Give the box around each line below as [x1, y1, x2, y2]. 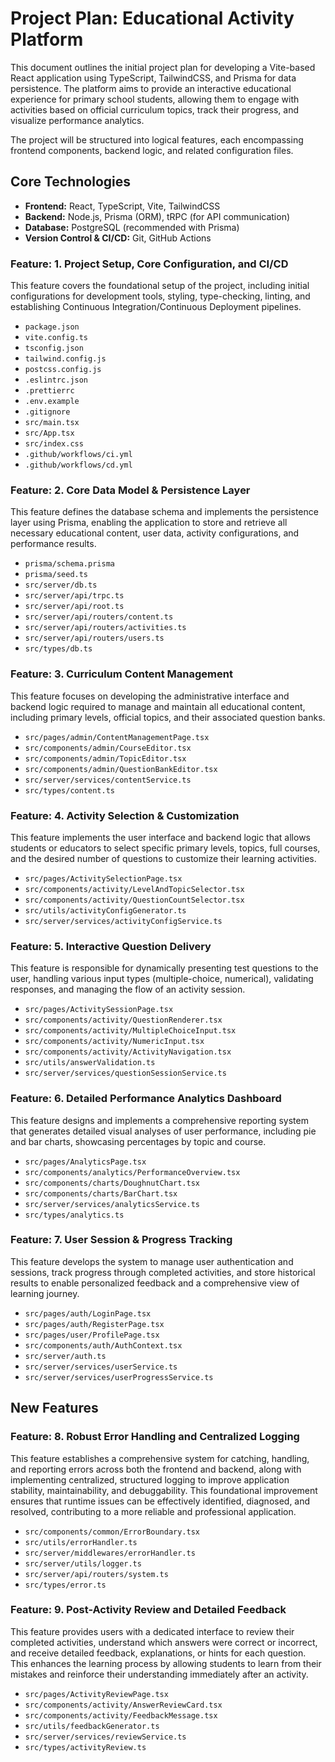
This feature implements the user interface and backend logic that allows [10, 831, 311, 843]
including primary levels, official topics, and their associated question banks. [10, 711, 326, 723]
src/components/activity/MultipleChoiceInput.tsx [24, 1026, 237, 1036]
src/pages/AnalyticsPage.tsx [24, 1157, 147, 1167]
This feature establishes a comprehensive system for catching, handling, [10, 1452, 310, 1464]
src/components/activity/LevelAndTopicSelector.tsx [24, 884, 245, 894]
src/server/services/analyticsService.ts [24, 1199, 200, 1209]
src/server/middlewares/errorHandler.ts [24, 1548, 196, 1558]
